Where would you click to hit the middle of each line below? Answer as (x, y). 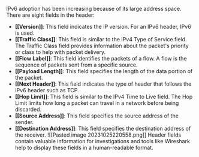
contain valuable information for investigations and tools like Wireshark (102, 141)
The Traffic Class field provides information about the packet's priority (102, 46)
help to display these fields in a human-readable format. (84, 147)
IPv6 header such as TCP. (47, 90)
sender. (24, 122)
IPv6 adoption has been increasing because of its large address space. (94, 9)
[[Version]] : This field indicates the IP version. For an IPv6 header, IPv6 (103, 27)
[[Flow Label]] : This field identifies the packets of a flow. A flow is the (101, 58)
